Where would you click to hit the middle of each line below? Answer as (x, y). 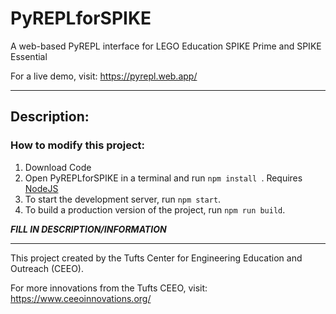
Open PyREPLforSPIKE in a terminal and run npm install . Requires (163, 178)
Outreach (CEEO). (47, 268)
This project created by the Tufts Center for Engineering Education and (156, 258)
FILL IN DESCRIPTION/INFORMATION (88, 229)
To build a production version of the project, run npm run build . (155, 209)
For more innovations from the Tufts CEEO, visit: (109, 288)
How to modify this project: (78, 145)
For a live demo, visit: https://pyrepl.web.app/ (104, 76)
